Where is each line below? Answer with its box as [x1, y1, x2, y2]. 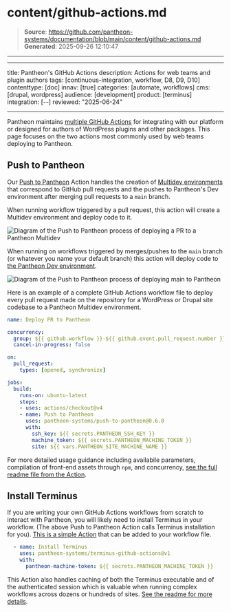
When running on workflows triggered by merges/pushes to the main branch [7, 246, 223, 255]
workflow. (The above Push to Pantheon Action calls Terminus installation [7, 523, 215, 531]
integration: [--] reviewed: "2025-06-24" [7, 98, 123, 106]
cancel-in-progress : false [13, 341, 91, 348]
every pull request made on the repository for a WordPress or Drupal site [7, 295, 213, 304]
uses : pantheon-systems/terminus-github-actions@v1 [19, 550, 170, 557]
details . [7, 597, 28, 605]
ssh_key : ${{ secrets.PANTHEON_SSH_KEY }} [32, 430, 155, 437]
